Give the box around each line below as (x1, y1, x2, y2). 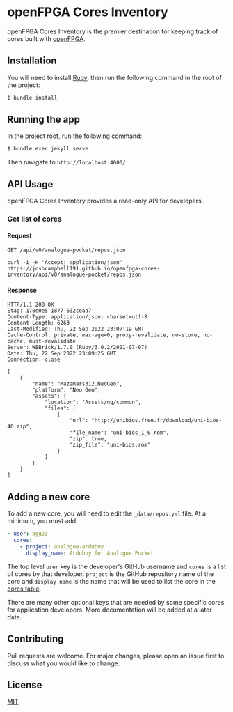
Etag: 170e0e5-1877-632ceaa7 (7, 307, 92, 314)
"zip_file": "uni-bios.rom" (69, 442, 151, 449)
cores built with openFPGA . (7, 34, 86, 42)
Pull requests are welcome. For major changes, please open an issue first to (7, 651, 225, 660)
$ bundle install (7, 94, 58, 101)
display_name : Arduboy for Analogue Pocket (25, 550, 154, 557)
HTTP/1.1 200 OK (7, 301, 54, 309)
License (7, 679, 42, 690)
